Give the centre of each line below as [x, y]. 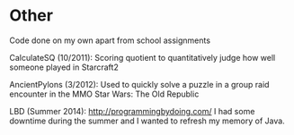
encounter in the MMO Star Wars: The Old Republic [104, 94]
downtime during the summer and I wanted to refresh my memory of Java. [147, 121]
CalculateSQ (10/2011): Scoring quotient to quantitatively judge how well [143, 57]
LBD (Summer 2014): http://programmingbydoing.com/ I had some [132, 111]
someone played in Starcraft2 [64, 67]
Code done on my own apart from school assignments [110, 40]
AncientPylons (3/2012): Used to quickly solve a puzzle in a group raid [139, 84]
